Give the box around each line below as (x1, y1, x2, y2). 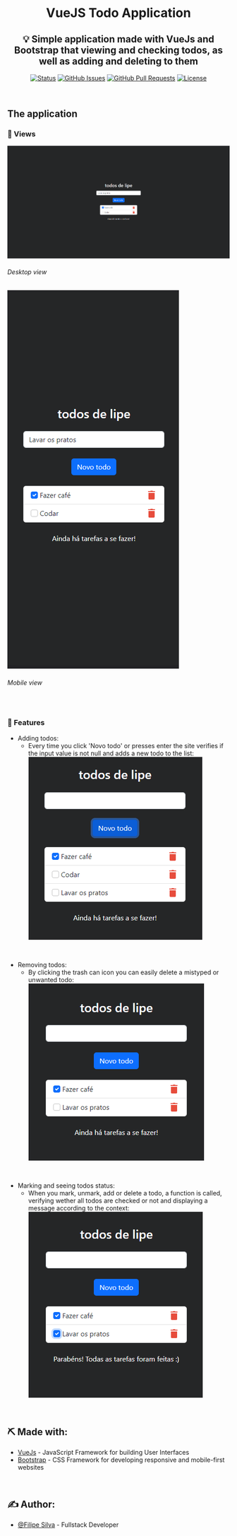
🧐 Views (7, 129, 36, 139)
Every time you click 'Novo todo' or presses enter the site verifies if (28, 741, 224, 750)
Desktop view (7, 268, 47, 276)
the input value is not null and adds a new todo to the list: (28, 749, 194, 757)
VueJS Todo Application (45, 5, 192, 21)
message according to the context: (28, 1203, 130, 1212)
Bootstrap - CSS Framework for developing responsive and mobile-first (17, 1455, 225, 1464)
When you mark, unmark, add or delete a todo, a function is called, (28, 1188, 222, 1197)
